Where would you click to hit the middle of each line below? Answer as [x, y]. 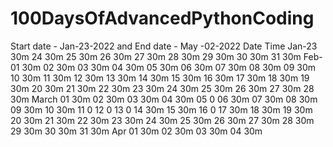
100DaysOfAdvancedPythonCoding [162, 18]
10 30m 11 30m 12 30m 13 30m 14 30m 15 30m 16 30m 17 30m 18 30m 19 [160, 78]
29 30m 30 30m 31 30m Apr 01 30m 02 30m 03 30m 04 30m [136, 131]
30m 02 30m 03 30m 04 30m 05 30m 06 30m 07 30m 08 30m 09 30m [169, 67]
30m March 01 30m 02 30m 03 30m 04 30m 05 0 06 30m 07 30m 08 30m [164, 99]
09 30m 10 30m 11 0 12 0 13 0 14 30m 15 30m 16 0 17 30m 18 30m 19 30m [161, 109]
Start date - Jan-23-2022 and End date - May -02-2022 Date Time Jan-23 [164, 46]
